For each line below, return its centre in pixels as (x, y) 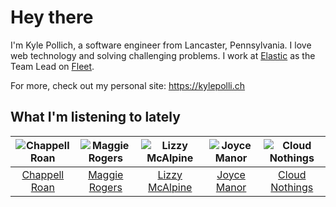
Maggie (106, 174)
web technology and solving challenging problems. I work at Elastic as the (163, 55)
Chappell (43, 174)
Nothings (292, 187)
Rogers (105, 187)
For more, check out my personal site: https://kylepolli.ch (128, 85)
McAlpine (170, 187)
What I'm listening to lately (95, 117)
